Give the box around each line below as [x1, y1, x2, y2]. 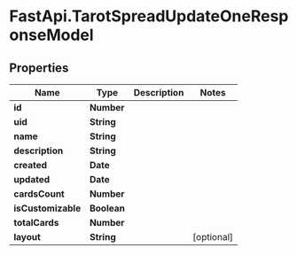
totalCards [13, 217, 59, 228]
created [13, 159, 47, 171]
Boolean [89, 202, 126, 214]
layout [13, 231, 42, 243]
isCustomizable [13, 202, 82, 214]
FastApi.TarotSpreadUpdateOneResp [9, 6, 289, 27]
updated [13, 174, 51, 185]
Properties [9, 60, 69, 75]
